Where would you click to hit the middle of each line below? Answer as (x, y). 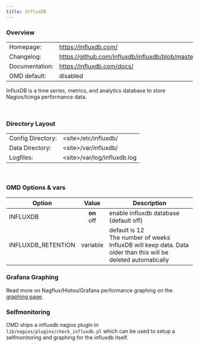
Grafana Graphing (33, 278)
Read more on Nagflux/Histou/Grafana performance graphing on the (89, 290)
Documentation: (31, 66)
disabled (71, 76)
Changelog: (25, 56)
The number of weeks (140, 237)
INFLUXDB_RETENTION (42, 245)
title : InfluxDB (26, 12)
